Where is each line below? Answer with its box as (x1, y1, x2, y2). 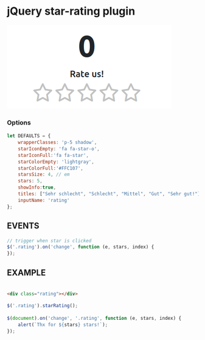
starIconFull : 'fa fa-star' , (18, 152, 89, 158)
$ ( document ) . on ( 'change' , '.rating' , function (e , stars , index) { (7, 316, 182, 322)
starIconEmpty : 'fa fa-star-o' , (18, 145, 100, 152)
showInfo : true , (18, 184, 57, 190)
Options (7, 118, 31, 126)
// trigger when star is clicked (7, 237, 92, 244)
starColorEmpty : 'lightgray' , (18, 159, 95, 165)
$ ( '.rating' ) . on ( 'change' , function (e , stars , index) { (7, 244, 155, 250)
